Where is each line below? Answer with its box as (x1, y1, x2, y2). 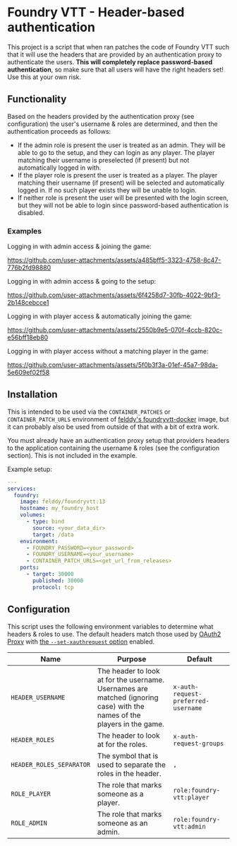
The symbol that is (97, 751, 159, 760)
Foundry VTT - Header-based (7, 4, 185, 21)
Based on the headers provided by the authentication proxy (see (7, 112, 195, 120)
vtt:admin (173, 822, 206, 830)
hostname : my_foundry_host (20, 505, 99, 512)
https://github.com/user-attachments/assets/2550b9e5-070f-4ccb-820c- (7, 326, 223, 335)
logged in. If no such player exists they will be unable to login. (17, 185, 197, 195)
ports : (20, 564, 39, 572)
